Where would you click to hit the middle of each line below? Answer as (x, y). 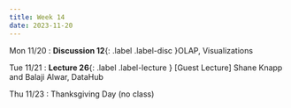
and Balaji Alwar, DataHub (57, 76)
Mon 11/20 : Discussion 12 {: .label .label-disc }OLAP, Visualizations (131, 50)
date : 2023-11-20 (41, 25)
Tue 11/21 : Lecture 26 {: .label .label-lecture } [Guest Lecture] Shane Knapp (146, 68)
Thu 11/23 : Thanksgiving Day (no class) (82, 94)
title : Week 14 (37, 17)
